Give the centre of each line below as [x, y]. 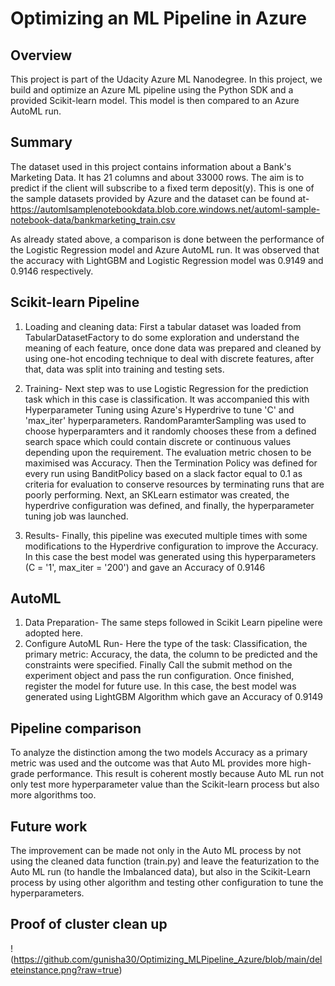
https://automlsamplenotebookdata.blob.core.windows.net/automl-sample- [165, 209]
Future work [49, 826]
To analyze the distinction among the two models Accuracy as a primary [159, 753]
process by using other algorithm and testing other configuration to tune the [167, 883]
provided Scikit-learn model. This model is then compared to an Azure [155, 100]
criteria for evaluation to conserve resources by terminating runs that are [174, 484]
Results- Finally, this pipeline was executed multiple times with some [166, 535]
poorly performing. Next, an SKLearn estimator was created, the [157, 494]
